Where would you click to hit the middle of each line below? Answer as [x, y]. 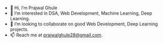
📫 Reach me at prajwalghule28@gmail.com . [56, 35]
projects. [19, 29]
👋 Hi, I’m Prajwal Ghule [34, 8]
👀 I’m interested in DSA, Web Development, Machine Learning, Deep [81, 13]
